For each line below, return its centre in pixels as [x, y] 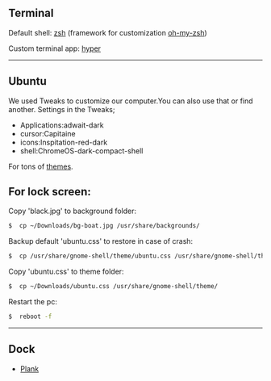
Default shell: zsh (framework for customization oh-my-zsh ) [108, 32]
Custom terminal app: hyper [55, 48]
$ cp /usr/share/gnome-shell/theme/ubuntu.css [90, 256]
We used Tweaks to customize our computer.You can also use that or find [131, 101]
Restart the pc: [33, 302]
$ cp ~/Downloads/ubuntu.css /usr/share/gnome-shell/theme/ [113, 287]
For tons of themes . [41, 166]
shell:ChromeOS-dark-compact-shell [81, 151]
